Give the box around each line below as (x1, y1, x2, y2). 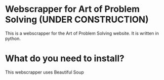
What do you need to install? (5, 53, 124, 64)
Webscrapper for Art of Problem (5, 3, 140, 15)
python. (5, 36, 21, 41)
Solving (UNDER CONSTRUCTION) (5, 14, 149, 25)
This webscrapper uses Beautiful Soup (5, 69, 84, 75)
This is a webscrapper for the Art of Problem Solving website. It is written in (5, 30, 159, 36)
